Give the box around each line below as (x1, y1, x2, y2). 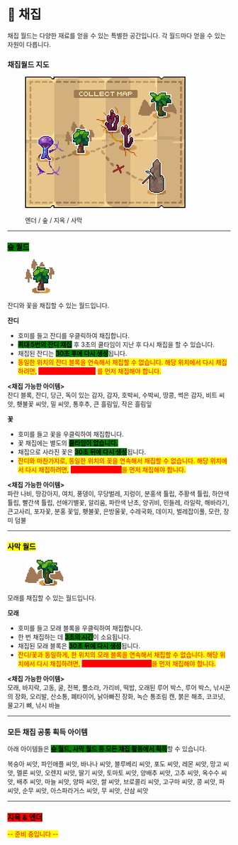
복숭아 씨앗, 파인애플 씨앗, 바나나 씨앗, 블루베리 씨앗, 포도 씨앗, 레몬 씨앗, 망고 (7, 760, 222, 768)
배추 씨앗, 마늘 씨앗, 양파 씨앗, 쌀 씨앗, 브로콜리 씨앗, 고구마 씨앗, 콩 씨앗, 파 (16, 778, 225, 786)
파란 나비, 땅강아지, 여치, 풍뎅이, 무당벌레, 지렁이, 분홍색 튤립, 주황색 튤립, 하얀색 (7, 489, 229, 498)
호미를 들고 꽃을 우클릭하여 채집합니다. (17, 430, 124, 438)
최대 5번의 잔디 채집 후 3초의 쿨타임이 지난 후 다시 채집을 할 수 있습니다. (17, 340, 215, 349)
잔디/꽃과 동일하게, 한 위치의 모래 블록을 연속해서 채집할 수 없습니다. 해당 (17, 650, 218, 659)
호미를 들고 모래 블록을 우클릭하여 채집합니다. (17, 623, 143, 632)
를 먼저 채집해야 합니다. (96, 366, 161, 375)
